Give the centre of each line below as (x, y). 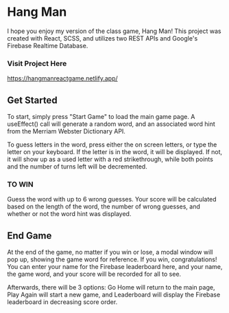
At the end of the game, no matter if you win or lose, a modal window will (110, 252)
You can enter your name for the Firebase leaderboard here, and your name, (115, 267)
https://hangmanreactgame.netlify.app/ (62, 78)
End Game (29, 236)
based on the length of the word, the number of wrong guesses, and (104, 206)
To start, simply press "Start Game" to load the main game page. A (101, 117)
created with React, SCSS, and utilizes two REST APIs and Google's (103, 38)
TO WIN (20, 184)
